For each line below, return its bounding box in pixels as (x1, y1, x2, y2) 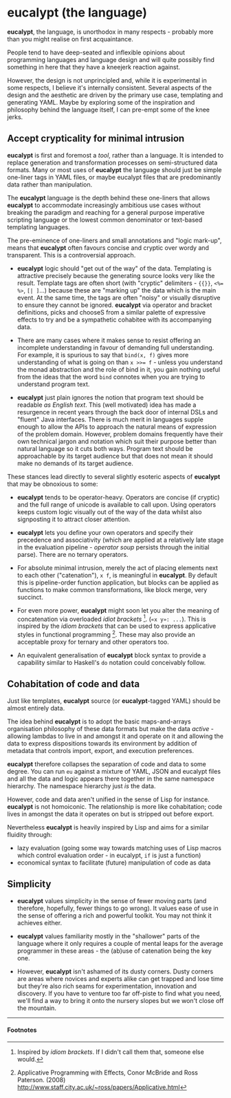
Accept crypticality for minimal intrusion (7, 133, 185, 145)
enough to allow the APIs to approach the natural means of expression (16, 422, 217, 431)
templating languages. (7, 222, 70, 231)
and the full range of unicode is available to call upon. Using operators (16, 500, 217, 509)
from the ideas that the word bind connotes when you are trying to (16, 372, 206, 381)
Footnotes (7, 1026, 37, 1034)
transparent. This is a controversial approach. (7, 251, 136, 259)
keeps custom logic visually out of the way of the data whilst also (16, 507, 202, 516)
